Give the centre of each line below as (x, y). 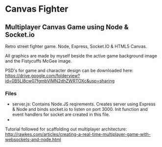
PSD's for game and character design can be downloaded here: (69, 70)
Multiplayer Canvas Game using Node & (67, 27)
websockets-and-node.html (33, 140)
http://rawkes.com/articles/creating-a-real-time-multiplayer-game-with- (78, 134)
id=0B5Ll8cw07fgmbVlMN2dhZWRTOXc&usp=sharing (60, 81)
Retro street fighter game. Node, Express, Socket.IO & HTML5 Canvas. (76, 46)
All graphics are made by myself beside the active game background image (81, 56)
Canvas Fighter (37, 9)
